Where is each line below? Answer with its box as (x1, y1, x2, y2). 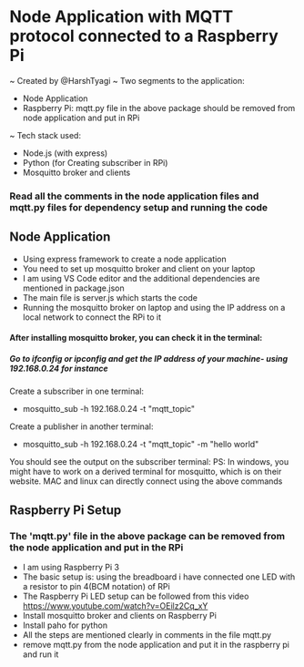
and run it (22, 649, 59, 660)
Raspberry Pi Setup (9, 502, 122, 518)
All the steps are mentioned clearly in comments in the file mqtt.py (22, 629, 271, 640)
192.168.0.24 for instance (9, 363, 109, 374)
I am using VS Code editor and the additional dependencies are (22, 272, 260, 283)
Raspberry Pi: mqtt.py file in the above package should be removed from (22, 102, 296, 113)
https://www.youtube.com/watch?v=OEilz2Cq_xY (22, 600, 208, 611)
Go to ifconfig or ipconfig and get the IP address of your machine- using (9, 353, 289, 364)
